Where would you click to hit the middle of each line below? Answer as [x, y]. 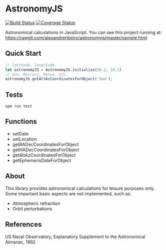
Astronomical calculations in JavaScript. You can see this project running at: [83, 32]
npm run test [19, 106]
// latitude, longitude [30, 65]
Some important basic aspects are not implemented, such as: [68, 193]
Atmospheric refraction [36, 203]
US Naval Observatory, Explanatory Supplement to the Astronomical [75, 236]
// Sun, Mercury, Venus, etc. [37, 74]
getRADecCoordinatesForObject [45, 144]
